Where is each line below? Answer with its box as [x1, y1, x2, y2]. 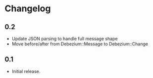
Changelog [4, 3, 51, 14]
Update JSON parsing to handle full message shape [11, 36, 118, 41]
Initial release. [11, 68, 41, 74]
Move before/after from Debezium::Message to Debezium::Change [11, 41, 148, 47]
